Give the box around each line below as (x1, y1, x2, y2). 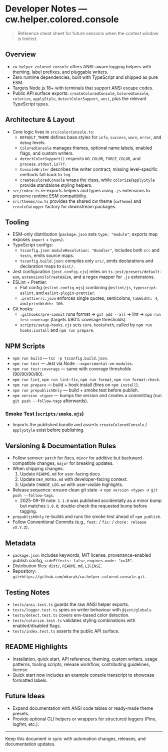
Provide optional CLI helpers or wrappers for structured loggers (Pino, (12, 716, 157, 722)
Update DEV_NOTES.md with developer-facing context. (19, 476, 128, 482)
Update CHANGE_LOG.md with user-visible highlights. (19, 481, 123, 487)
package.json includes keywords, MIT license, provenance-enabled (12, 552, 151, 558)
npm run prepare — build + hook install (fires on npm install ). (12, 382, 139, 388)
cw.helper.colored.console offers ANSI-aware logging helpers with (12, 63, 151, 69)
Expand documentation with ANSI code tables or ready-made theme (12, 705, 153, 711)
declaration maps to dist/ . (19, 263, 75, 269)
